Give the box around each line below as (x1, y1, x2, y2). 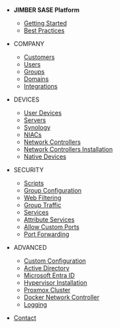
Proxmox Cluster (23, 286, 71, 294)
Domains (23, 75, 49, 83)
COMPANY (13, 40, 44, 47)
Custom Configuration (23, 257, 87, 265)
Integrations (23, 82, 58, 90)
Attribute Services (23, 215, 75, 224)
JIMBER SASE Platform (13, 6, 80, 14)
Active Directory (23, 264, 70, 272)
